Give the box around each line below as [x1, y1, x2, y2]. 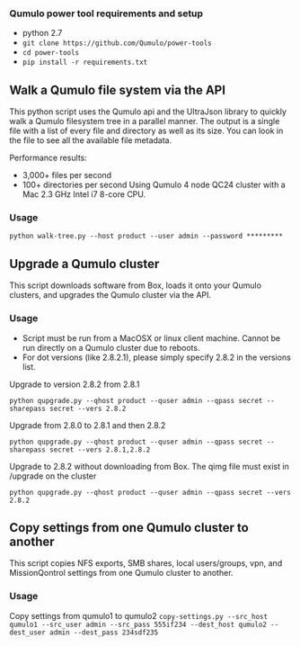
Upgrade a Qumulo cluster [9, 256, 160, 272]
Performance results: [9, 152, 87, 164]
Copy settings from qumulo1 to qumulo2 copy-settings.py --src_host [9, 610, 268, 621]
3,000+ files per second [22, 170, 112, 181]
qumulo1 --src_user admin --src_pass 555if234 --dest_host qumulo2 [9, 620, 268, 629]
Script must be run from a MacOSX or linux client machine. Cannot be [22, 332, 281, 344]
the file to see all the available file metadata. [9, 135, 172, 146]
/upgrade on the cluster [9, 471, 97, 481]
